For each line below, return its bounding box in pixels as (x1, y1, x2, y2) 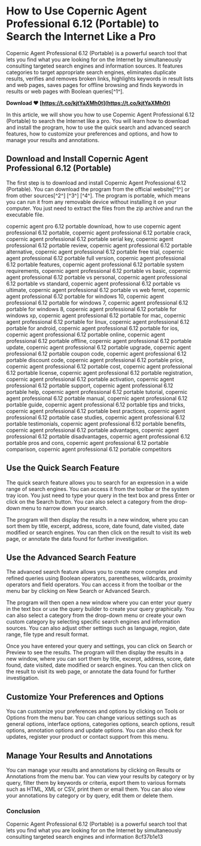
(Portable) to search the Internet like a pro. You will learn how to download (6, 117, 190, 124)
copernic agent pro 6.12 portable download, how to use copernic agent (6, 222, 181, 230)
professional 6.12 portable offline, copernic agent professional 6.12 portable (6, 337, 192, 344)
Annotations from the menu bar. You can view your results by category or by (6, 773, 194, 780)
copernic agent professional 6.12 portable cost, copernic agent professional (6, 363, 193, 370)
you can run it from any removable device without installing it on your (6, 198, 177, 205)
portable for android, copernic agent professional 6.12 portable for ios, (6, 324, 179, 332)
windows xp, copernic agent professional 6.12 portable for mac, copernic (6, 312, 187, 319)
